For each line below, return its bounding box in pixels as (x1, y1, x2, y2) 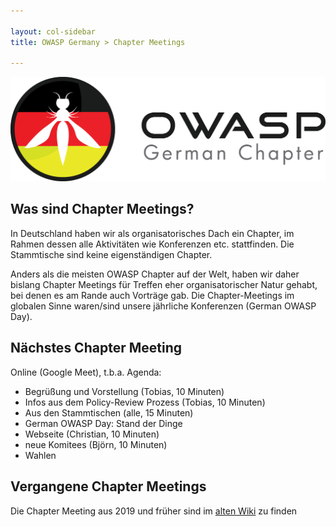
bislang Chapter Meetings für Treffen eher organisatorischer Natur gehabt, (10, 278, 318, 290)
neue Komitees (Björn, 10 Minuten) (24, 438, 168, 450)
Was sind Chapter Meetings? (10, 201, 195, 218)
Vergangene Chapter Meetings (10, 478, 207, 495)
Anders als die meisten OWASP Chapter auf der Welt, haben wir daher (10, 268, 300, 280)
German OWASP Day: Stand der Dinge (24, 417, 183, 429)
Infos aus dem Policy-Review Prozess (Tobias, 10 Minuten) (24, 396, 266, 408)
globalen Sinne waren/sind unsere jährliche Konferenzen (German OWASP (10, 300, 317, 312)
